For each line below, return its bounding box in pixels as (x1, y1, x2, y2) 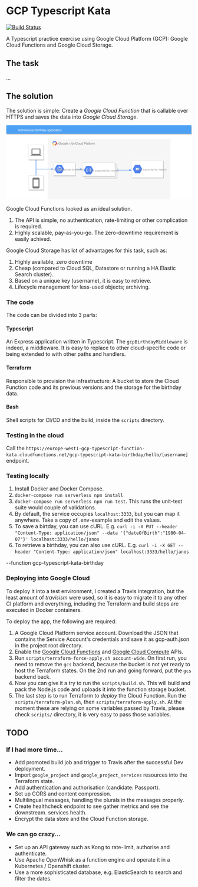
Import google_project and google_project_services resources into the (14, 771, 187, 778)
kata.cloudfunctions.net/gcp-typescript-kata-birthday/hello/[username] (6, 452, 189, 458)
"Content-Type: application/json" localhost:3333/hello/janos (33, 549, 190, 555)
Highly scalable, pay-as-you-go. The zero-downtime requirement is (14, 229, 179, 236)
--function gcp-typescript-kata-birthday (6, 559, 104, 567)
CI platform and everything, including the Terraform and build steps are (6, 600, 179, 607)
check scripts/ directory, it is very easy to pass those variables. (14, 711, 171, 718)
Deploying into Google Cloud (6, 574, 90, 582)
